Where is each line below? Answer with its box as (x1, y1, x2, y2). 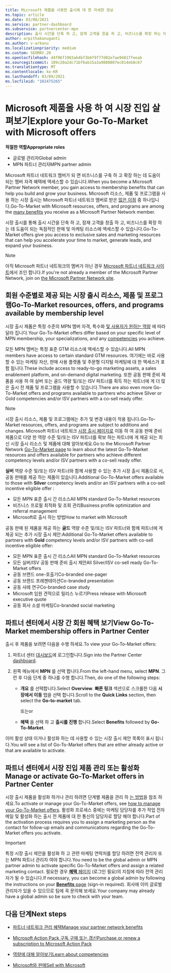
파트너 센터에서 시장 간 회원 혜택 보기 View (5, 618, 130, 627)
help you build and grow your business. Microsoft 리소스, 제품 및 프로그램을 (5, 190, 160, 196)
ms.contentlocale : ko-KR (5, 70, 58, 75)
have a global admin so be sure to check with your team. (5, 893, 124, 900)
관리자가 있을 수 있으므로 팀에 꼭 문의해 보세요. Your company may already (5, 888, 155, 894)
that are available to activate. (5, 748, 66, 754)
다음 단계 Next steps (5, 910, 67, 918)
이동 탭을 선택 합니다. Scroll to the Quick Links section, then (34, 692, 156, 698)
